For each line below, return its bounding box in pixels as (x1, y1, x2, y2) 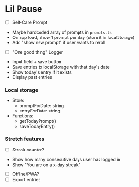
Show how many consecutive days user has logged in (12, 156, 120, 162)
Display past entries (12, 75, 52, 80)
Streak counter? (12, 147, 45, 152)
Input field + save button (12, 59, 62, 65)
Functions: (12, 113, 34, 119)
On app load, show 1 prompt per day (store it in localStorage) (12, 35, 135, 40)
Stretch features (5, 135, 45, 142)
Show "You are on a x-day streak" (12, 162, 80, 168)
